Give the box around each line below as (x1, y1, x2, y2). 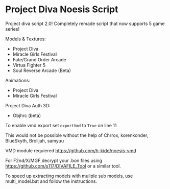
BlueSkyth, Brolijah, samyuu (5, 137, 64, 144)
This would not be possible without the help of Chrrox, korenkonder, (5, 132, 149, 138)
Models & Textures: (5, 36, 46, 42)
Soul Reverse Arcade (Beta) (12, 67, 71, 74)
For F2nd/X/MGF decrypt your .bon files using (5, 157, 103, 163)
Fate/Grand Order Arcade (12, 56, 66, 62)
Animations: (5, 77, 31, 83)
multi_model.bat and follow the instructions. (5, 178, 98, 184)
